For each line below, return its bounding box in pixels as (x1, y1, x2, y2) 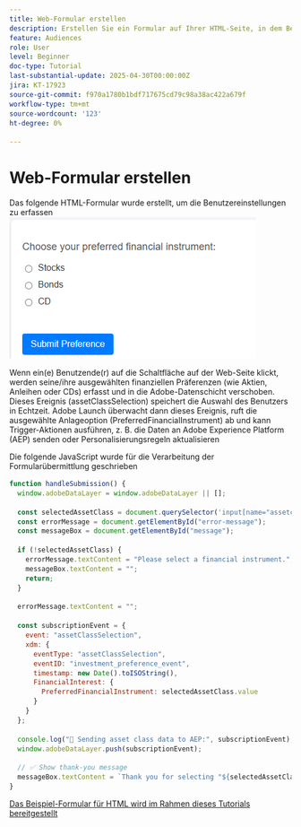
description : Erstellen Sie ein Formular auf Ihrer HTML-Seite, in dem (9, 23, 282, 33)
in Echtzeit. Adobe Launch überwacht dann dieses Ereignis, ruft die (9, 405, 258, 416)
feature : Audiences (9, 33, 82, 42)
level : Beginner (9, 52, 70, 62)
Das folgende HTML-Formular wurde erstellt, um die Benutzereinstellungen (9, 197, 287, 208)
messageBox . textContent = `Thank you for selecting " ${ (17, 772, 230, 782)
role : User (9, 43, 50, 52)
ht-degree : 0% (9, 118, 63, 127)
